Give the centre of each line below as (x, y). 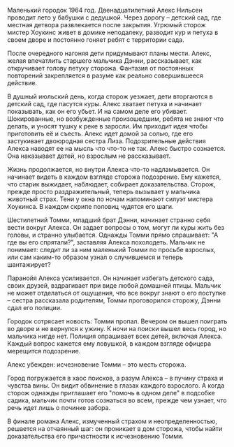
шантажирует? (29, 264)
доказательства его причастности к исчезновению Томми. (95, 436)
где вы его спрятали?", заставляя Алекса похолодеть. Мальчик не (106, 242)
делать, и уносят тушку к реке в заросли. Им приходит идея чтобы (108, 126)
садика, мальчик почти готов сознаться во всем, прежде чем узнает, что (117, 400)
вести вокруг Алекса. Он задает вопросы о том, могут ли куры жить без (116, 227)
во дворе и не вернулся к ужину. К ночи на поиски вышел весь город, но (117, 329)
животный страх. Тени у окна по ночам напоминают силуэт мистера (110, 199)
